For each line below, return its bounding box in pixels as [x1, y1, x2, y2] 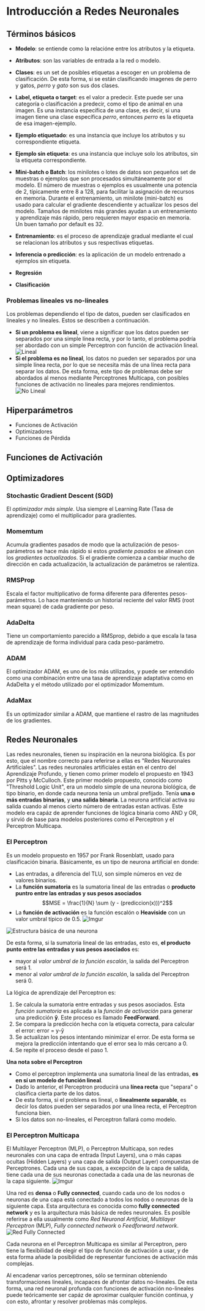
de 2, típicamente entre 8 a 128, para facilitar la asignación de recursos [15, 188, 195, 195]
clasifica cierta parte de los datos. [15, 1090, 101, 1097]
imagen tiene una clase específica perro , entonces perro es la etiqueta [15, 113, 194, 120]
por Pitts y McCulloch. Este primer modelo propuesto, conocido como [6, 777, 182, 784]
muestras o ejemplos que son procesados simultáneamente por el [15, 175, 182, 182]
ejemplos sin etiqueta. [15, 258, 72, 264]
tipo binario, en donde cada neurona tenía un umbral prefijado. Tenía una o [6, 790, 195, 797]
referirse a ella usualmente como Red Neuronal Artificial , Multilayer [6, 1215, 176, 1223]
